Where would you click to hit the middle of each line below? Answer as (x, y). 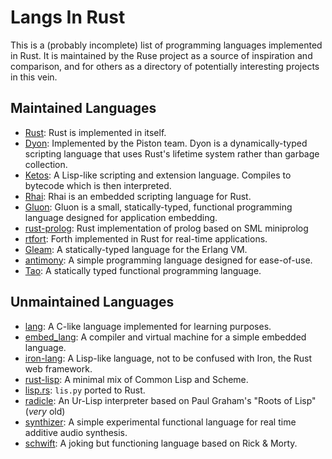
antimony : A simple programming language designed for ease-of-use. (168, 260)
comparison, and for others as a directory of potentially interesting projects (165, 66)
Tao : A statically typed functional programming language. (143, 270)
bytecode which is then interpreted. (98, 185)
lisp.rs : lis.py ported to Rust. (85, 390)
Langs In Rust (68, 17)
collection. (46, 164)
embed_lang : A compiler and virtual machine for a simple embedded (165, 337)
